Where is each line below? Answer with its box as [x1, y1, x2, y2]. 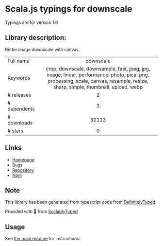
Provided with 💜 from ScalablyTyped [5, 209, 78, 214]
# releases [7, 91, 32, 98]
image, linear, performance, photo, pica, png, [47, 71, 149, 78]
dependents [7, 105, 35, 112]
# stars [7, 127, 23, 134]
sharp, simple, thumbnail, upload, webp [53, 84, 143, 90]
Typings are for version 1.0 [5, 19, 58, 25]
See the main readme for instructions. [5, 236, 81, 242]
